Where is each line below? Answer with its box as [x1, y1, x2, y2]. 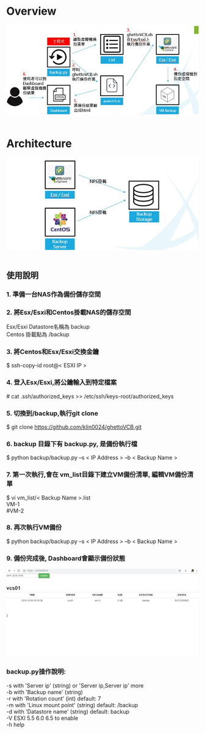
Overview [6, 4, 57, 18]
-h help [6, 721, 25, 728]
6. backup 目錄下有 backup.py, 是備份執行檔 [6, 440, 138, 448]
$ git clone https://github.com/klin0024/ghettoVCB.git [6, 423, 142, 430]
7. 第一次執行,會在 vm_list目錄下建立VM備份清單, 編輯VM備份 [6, 470, 187, 479]
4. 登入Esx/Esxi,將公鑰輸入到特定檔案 [6, 378, 117, 387]
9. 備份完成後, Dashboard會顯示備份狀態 [6, 554, 126, 563]
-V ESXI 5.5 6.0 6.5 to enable [6, 714, 78, 722]
